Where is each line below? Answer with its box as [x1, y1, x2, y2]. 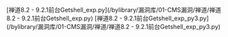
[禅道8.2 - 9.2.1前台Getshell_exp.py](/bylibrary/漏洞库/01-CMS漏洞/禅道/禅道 [6, 6, 222, 13]
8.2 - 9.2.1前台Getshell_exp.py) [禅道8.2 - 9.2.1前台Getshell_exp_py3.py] [6, 14, 210, 22]
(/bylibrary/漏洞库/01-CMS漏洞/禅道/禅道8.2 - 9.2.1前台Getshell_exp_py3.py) [6, 23, 220, 30]
